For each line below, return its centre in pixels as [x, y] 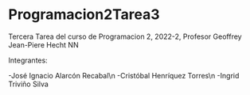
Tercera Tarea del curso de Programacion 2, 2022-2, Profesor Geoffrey [125, 36]
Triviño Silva [29, 84]
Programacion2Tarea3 [84, 15]
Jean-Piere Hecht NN [43, 44]
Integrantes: [28, 60]
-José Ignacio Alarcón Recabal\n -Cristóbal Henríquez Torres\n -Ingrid [124, 75]
